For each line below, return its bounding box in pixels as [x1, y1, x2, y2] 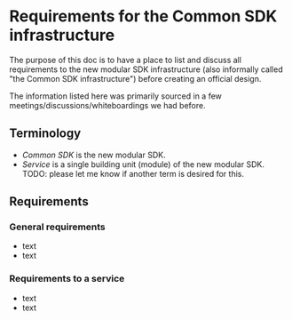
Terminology [9, 126, 82, 141]
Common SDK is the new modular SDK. [21, 149, 166, 160]
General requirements [9, 220, 107, 233]
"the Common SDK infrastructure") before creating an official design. [9, 73, 262, 84]
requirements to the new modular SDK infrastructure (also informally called [9, 64, 283, 75]
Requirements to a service [9, 273, 125, 285]
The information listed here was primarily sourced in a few [9, 91, 222, 101]
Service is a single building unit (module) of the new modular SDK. [21, 158, 264, 170]
